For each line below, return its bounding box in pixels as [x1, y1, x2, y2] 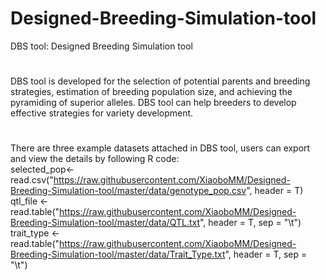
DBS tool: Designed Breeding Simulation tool [10, 40, 193, 52]
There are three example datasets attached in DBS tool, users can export [10, 142, 311, 154]
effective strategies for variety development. [10, 107, 194, 119]
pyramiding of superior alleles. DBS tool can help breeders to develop [10, 97, 297, 109]
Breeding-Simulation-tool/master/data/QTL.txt [10, 217, 200, 229]
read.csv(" [10, 174, 54, 186]
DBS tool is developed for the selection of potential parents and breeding [10, 75, 311, 87]
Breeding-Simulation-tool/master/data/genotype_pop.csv [10, 185, 247, 197]
